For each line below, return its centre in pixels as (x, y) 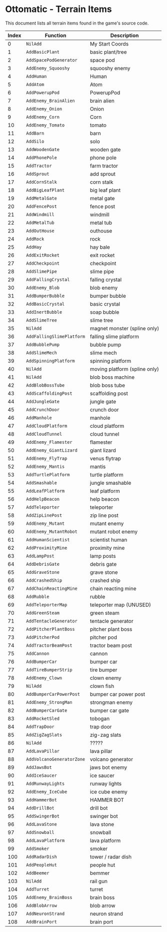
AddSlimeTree (42, 320)
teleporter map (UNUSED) (120, 605)
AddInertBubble (44, 312)
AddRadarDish (42, 857)
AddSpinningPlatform (50, 361)
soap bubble (104, 312)
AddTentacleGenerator (52, 621)
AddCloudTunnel (44, 434)
